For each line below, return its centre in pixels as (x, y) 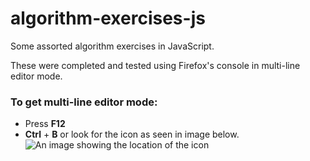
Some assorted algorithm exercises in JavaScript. (112, 46)
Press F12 (45, 124)
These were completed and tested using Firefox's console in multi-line (155, 65)
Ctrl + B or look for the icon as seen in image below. (132, 134)
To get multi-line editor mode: (84, 102)
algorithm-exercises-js (108, 18)
